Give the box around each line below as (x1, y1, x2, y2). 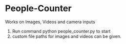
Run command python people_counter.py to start (12, 28, 111, 34)
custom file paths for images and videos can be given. (12, 33, 122, 39)
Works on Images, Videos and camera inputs (5, 19, 95, 25)
